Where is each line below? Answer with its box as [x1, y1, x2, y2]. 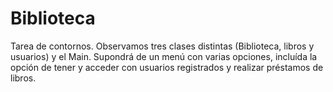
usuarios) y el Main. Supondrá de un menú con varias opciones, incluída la [10, 50, 318, 62]
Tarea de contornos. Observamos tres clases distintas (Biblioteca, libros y [10, 40, 315, 52]
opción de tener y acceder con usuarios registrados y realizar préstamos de [10, 61, 324, 73]
